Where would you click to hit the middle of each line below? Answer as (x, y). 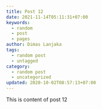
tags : (13, 50)
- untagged (25, 61)
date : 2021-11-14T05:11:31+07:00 (47, 17)
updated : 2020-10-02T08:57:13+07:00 (51, 83)
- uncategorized (31, 77)
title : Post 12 (25, 11)
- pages (21, 39)
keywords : (18, 22)
